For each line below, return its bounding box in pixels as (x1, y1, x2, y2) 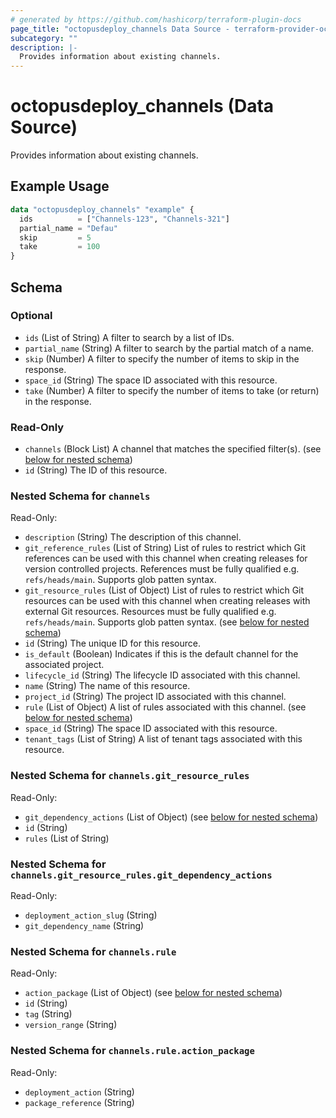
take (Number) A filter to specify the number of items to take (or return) (24, 384, 320, 396)
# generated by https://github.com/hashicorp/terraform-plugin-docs (10, 14, 302, 25)
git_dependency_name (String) (24, 920, 145, 931)
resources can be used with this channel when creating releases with (24, 595, 311, 607)
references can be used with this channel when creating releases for (24, 552, 308, 565)
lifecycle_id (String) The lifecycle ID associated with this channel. (24, 669, 301, 681)
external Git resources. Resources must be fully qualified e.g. (24, 606, 277, 618)
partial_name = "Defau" (19, 223, 118, 233)
